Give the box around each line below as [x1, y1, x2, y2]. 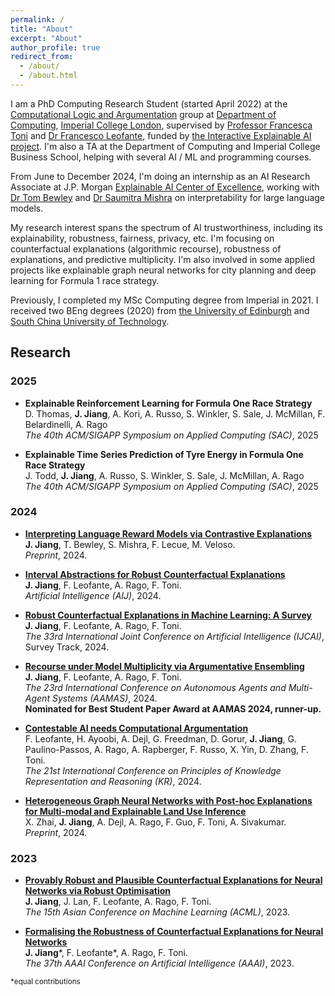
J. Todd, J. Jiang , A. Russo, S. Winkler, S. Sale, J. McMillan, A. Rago [24, 469, 305, 481]
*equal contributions [10, 977, 81, 987]
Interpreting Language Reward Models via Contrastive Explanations [24, 527, 313, 540]
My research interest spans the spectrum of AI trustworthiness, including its [10, 221, 323, 233]
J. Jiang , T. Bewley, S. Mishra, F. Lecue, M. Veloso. [24, 538, 236, 550]
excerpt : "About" [10, 33, 83, 43]
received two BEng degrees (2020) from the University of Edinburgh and [10, 304, 310, 316]
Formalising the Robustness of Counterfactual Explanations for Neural [24, 926, 324, 938]
